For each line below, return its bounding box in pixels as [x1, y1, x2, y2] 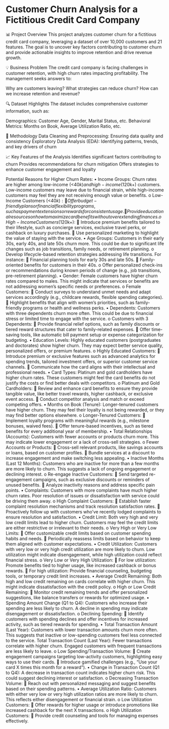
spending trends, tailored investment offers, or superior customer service [6, 358, 158, 364]
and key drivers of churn [6, 143, 57, 149]
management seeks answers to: [6, 75, 72, 81]
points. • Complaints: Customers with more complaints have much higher [6, 487, 157, 493]
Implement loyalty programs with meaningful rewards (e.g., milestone [6, 418, 150, 424]
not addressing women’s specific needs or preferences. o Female [6, 283, 141, 289]
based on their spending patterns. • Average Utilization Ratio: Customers [6, 686, 157, 692]
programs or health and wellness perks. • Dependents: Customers [23, 304, 160, 311]
